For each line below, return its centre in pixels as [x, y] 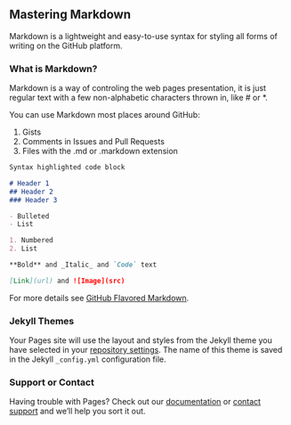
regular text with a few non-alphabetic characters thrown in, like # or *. [139, 98]
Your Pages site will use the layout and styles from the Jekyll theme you [141, 340]
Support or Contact [52, 382]
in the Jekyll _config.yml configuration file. [88, 359]
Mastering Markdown [70, 15]
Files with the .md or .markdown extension [100, 151]
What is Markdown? [53, 69]
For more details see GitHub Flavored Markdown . [99, 298]
